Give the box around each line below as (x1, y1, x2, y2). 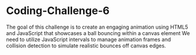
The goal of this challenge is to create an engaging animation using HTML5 (6, 23, 188, 30)
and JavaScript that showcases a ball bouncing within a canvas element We (6, 29, 190, 36)
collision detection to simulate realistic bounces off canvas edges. (6, 42, 167, 49)
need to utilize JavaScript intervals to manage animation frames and (6, 36, 171, 43)
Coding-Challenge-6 (6, 4, 110, 18)
